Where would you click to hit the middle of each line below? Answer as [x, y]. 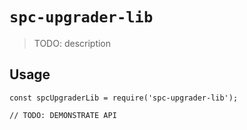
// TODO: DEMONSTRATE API [63, 115]
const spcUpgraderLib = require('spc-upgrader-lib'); [124, 98]
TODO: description [72, 43]
